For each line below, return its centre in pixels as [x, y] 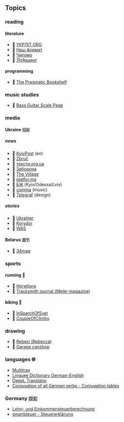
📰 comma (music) [30, 189]
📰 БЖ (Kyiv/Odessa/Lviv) [37, 184]
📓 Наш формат [27, 50]
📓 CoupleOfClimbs [31, 318]
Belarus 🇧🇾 [17, 240]
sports [13, 263]
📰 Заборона [24, 169]
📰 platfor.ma [24, 179]
